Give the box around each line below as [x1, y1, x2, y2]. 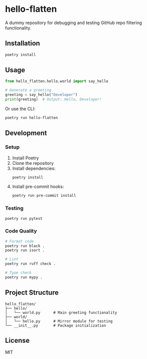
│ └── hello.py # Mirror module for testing [5, 319, 113, 324]
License [5, 336, 30, 345]
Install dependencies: [12, 165, 56, 171]
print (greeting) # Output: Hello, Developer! [5, 97, 102, 102]
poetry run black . [5, 243, 45, 248]
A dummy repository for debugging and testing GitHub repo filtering [5, 20, 142, 26]
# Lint [5, 257, 19, 262]
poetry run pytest [5, 216, 43, 221]
